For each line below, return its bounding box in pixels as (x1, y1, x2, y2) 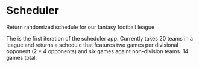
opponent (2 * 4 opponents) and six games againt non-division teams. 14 (6, 47, 189, 54)
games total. (6, 54, 37, 61)
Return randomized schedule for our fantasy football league (6, 23, 155, 31)
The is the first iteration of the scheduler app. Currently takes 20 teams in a (6, 35, 194, 42)
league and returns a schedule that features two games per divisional (6, 41, 179, 48)
